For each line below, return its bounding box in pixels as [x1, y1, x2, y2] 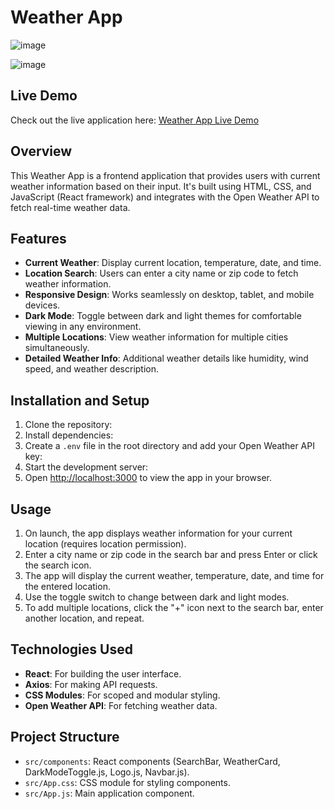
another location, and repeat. [24, 612, 145, 624]
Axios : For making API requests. [24, 678, 158, 690]
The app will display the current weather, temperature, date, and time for [24, 570, 325, 581]
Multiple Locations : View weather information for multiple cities [24, 331, 289, 343]
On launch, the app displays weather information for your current [24, 527, 293, 539]
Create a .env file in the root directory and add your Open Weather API [24, 440, 315, 452]
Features [10, 230, 67, 247]
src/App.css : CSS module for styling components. [24, 776, 231, 788]
